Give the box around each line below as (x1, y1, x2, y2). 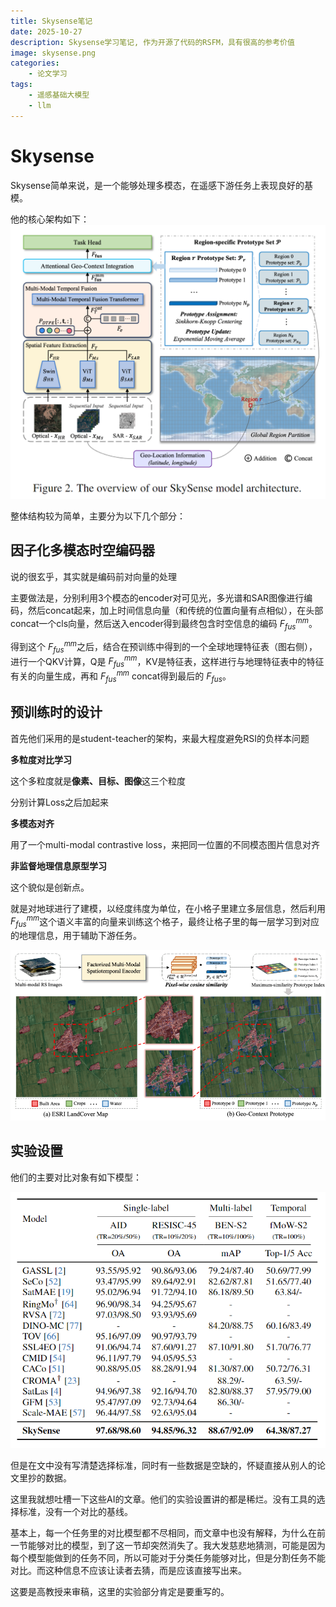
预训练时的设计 (10, 704, 103, 721)
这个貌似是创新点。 (10, 881, 90, 893)
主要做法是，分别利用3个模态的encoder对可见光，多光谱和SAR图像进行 (10, 591, 305, 604)
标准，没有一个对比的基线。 (18, 1506, 133, 1518)
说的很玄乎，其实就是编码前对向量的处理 (10, 570, 177, 582)
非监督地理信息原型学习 (10, 860, 107, 872)
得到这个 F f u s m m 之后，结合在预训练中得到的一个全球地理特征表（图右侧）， (10, 639, 318, 655)
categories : (10, 58, 60, 69)
